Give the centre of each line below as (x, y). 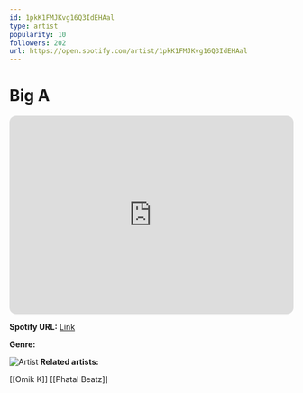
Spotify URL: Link (42, 327)
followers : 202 (38, 43)
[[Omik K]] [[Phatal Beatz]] (59, 379)
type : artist (34, 26)
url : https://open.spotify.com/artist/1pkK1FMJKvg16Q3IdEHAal (129, 51)
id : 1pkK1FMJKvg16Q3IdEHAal (62, 18)
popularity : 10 (38, 34)
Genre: (23, 344)
